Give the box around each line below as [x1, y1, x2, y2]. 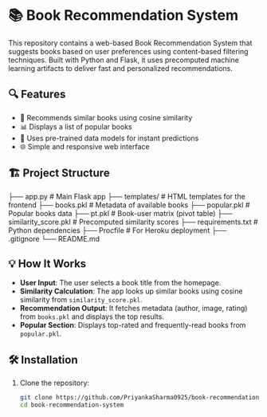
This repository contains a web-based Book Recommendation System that [8, 37, 253, 48]
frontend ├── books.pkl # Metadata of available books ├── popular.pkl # [8, 200, 250, 210]
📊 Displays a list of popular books [19, 121, 133, 132]
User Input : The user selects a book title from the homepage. [19, 278, 222, 288]
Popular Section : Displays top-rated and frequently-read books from [19, 321, 246, 330]
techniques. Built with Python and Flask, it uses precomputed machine [8, 55, 239, 65]
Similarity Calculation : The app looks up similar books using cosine [19, 286, 243, 296]
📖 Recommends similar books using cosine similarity [19, 112, 193, 122]
